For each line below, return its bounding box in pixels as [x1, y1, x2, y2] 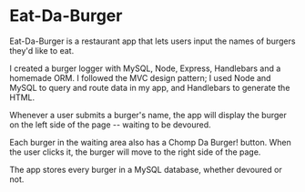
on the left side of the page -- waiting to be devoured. [9, 119, 211, 130]
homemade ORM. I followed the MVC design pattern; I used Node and [9, 72, 271, 83]
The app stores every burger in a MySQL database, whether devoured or [9, 164, 282, 175]
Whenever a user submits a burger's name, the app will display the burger [9, 109, 287, 120]
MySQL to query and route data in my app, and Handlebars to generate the [9, 82, 290, 93]
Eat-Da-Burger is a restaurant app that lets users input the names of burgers [9, 35, 296, 46]
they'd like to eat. [9, 45, 75, 56]
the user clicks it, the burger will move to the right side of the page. [9, 147, 261, 157]
